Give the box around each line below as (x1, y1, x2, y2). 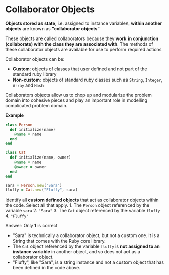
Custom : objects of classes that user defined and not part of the (12, 66, 147, 72)
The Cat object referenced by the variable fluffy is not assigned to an (12, 243, 160, 249)
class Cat (5, 150, 26, 155)
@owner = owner (14, 164, 47, 169)
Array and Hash (12, 82, 44, 88)
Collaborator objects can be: (5, 56, 65, 62)
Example (5, 112, 24, 119)
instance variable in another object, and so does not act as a (12, 249, 140, 255)
